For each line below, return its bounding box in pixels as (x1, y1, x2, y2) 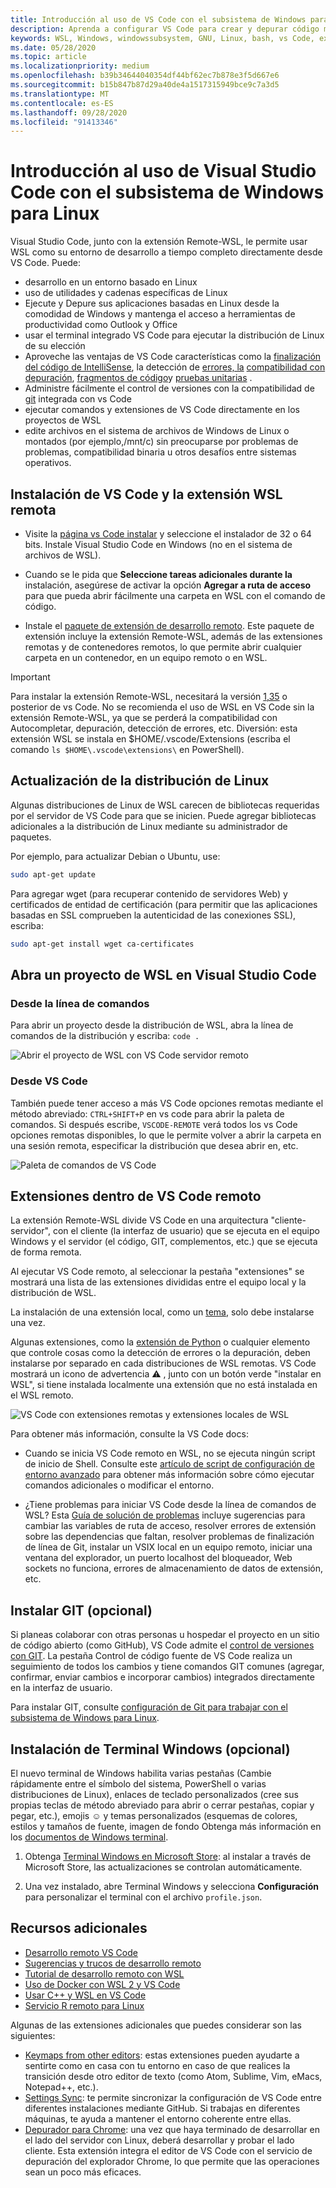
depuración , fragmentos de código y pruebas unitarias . (24, 372, 253, 384)
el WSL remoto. (10, 1389, 74, 1401)
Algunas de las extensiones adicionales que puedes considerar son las (10, 2019, 302, 2031)
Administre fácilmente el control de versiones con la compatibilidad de (24, 382, 315, 395)
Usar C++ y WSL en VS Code (24, 1989, 147, 2001)
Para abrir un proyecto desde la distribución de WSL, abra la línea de (10, 1019, 294, 1031)
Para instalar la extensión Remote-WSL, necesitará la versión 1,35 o (10, 691, 288, 702)
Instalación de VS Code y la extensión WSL (10, 486, 283, 503)
